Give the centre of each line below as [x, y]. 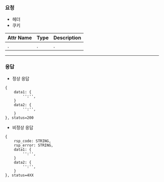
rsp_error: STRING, [34, 145]
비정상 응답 [23, 127]
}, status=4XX [20, 175]
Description [67, 38]
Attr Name [20, 38]
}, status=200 [20, 118]
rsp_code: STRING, [32, 141]
